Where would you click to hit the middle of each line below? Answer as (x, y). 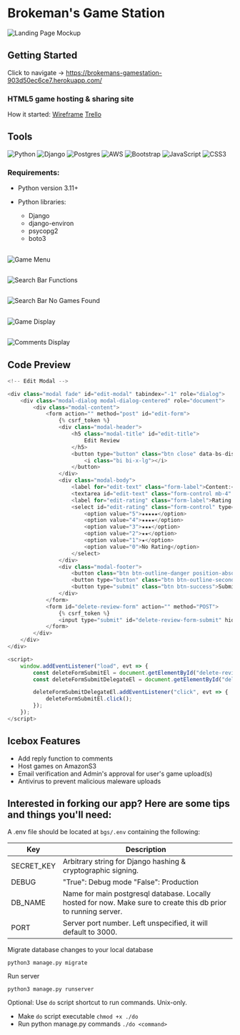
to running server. (92, 911)
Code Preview (39, 365)
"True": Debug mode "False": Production (130, 882)
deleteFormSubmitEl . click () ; (89, 699)
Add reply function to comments (65, 758)
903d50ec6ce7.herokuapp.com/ (55, 80)
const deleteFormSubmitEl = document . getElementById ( (115, 673)
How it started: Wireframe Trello (55, 114)
